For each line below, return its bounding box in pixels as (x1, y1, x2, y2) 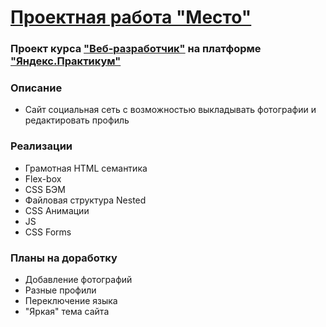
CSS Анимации (24, 204, 90, 216)
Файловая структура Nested (24, 194, 147, 206)
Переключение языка (24, 295, 118, 306)
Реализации (10, 139, 73, 153)
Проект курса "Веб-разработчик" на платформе (10, 42, 262, 56)
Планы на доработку (10, 251, 118, 265)
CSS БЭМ (24, 183, 66, 195)
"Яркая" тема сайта (24, 306, 110, 317)
